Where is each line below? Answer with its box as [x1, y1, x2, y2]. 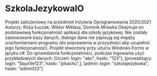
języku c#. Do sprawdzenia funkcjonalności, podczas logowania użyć [5, 50, 145, 56]
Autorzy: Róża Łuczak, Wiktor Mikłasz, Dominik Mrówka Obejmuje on [5, 24, 144, 30]
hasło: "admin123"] [5, 65, 43, 71]
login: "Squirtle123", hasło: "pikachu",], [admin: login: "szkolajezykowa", [5, 60, 149, 66]
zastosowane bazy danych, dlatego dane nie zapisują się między [5, 35, 136, 40]
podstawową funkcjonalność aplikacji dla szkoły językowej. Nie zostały [5, 29, 148, 35]
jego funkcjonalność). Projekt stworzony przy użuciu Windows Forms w [5, 45, 149, 51]
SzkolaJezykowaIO [5, 3, 84, 14]
